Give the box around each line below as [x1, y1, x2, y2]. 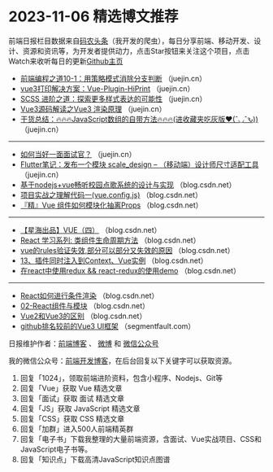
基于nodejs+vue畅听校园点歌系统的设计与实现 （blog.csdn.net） [19, 180, 236, 190]
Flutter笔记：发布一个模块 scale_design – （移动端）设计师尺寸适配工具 [19, 160, 259, 169]
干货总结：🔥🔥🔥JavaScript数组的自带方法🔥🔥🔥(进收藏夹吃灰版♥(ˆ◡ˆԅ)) [19, 114, 258, 124]
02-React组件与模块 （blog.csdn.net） [19, 300, 150, 310]
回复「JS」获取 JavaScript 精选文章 [19, 404, 141, 413]
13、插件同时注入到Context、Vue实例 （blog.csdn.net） [19, 256, 209, 265]
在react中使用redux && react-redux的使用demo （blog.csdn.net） [19, 265, 241, 275]
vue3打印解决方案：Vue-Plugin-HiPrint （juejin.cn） [19, 83, 195, 94]
